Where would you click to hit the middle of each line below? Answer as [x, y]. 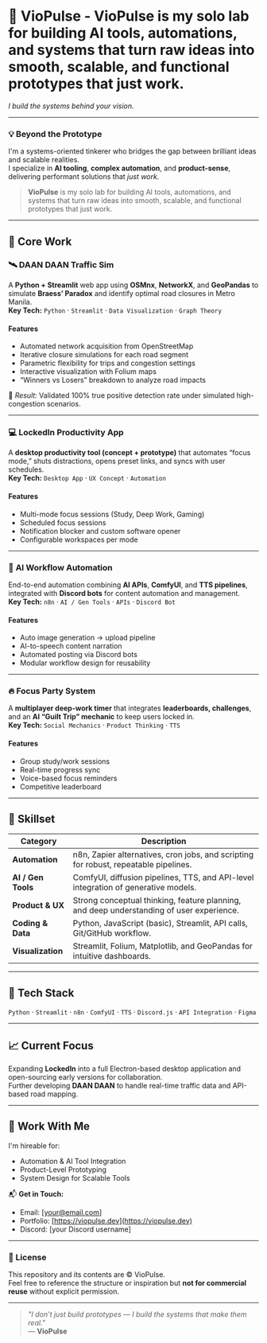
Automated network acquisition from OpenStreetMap [106, 346]
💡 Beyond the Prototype [55, 134]
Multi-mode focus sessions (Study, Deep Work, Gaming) [112, 514]
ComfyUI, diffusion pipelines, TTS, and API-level [163, 878]
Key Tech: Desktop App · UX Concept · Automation [87, 478]
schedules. [26, 469]
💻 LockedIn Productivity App [66, 433]
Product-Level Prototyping [63, 1170]
